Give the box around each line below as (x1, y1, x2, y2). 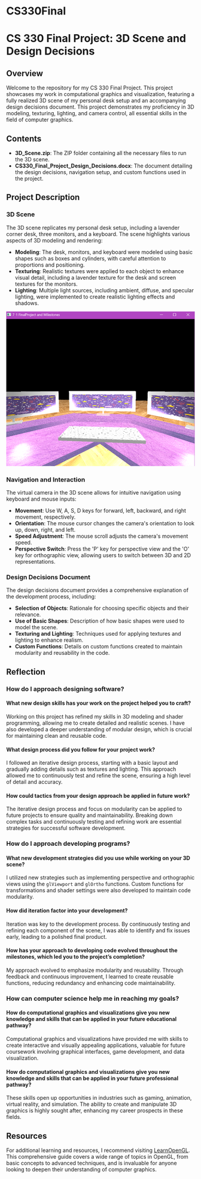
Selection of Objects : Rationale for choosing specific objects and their (14, 605, 189, 612)
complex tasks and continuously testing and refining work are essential (6, 818, 182, 825)
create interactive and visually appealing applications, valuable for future (6, 1042, 185, 1049)
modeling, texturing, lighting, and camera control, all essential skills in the (6, 110, 187, 117)
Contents (6, 133, 42, 143)
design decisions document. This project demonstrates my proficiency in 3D (6, 103, 194, 110)
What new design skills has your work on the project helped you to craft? (6, 699, 191, 707)
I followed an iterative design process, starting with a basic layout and (6, 759, 178, 767)
